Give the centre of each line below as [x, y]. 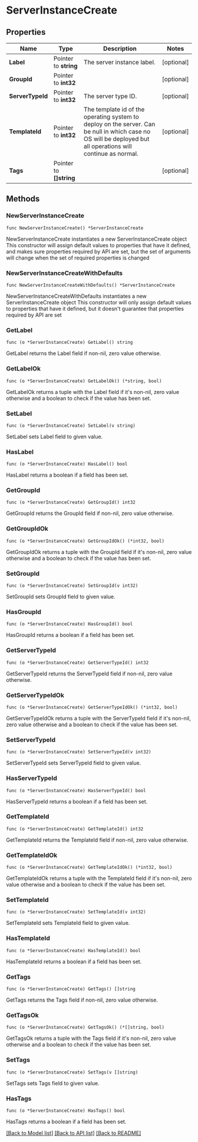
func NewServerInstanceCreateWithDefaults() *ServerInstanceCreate [91, 285]
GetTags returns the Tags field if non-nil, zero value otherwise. [82, 1000]
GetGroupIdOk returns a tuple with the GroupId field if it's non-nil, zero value [99, 552]
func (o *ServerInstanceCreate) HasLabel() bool [67, 464]
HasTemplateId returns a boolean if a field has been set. [74, 961]
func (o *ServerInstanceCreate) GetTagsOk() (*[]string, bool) [85, 1028]
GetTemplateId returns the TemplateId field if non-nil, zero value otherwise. [97, 840]
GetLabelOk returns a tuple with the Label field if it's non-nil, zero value [93, 392]
